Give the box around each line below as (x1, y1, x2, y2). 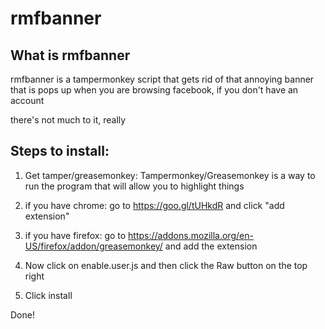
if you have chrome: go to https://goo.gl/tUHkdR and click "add (24, 199, 285, 211)
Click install (24, 289, 73, 301)
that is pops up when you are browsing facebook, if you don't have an (10, 84, 299, 96)
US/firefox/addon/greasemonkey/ (24, 240, 163, 252)
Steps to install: (10, 143, 110, 160)
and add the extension (164, 240, 258, 252)
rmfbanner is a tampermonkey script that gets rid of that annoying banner (10, 73, 315, 85)
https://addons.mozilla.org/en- (128, 229, 254, 241)
